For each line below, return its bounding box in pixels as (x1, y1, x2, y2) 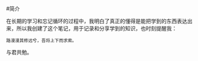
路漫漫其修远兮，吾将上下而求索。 (6, 38, 77, 43)
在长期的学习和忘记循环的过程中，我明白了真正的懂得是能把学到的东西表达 (6, 18, 187, 25)
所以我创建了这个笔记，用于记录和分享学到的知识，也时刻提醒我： (16, 25, 177, 32)
